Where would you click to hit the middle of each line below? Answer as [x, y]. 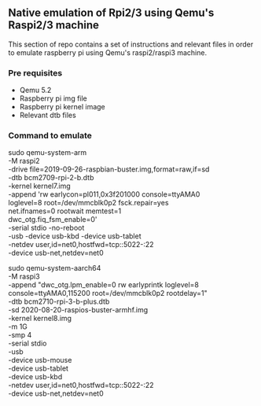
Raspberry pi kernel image [62, 107]
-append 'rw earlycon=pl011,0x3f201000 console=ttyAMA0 [104, 194]
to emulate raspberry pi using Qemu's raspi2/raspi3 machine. [107, 52]
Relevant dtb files [48, 115]
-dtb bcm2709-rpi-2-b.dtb [51, 178]
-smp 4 [20, 335]
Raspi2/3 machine [54, 26]
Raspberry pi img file [53, 98]
